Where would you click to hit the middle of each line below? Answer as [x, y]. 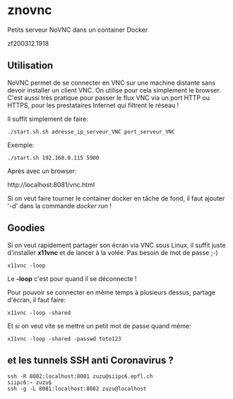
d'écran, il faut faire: [36, 299]
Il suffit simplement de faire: [48, 119]
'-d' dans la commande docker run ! [59, 206]
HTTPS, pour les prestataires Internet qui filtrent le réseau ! [93, 105]
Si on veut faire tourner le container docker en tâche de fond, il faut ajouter [116, 198]
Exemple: [21, 145]
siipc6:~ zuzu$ [30, 383]
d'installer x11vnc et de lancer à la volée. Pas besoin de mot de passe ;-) [113, 252]
